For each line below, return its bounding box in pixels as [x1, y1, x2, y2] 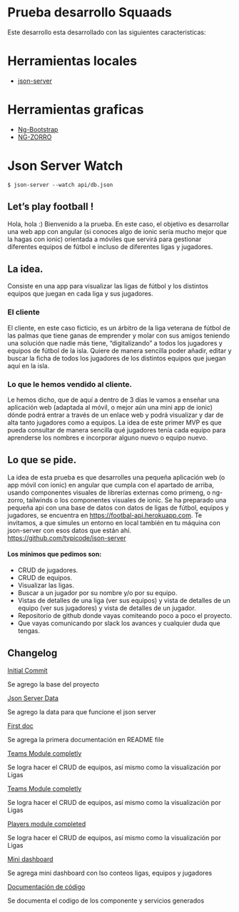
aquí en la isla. [7, 361, 50, 370]
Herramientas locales [7, 53, 138, 69]
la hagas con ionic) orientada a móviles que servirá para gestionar [7, 235, 202, 243]
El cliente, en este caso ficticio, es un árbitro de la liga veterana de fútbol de [7, 323, 230, 332]
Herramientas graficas [7, 101, 144, 118]
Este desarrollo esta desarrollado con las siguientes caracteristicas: [7, 28, 206, 36]
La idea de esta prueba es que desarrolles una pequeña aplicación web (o [7, 472, 225, 482]
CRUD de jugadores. [17, 565, 78, 574]
